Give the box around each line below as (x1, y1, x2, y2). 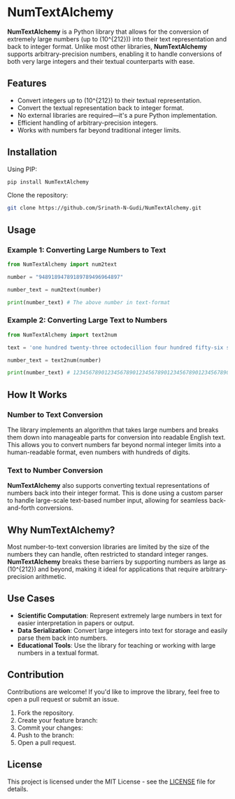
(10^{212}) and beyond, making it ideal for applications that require (7, 565, 199, 573)
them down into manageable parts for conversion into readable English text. (7, 432, 226, 442)
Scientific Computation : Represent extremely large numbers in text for (17, 611, 222, 620)
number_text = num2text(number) (7, 286, 101, 293)
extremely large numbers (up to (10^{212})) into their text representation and (7, 34, 227, 43)
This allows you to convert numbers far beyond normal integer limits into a (7, 440, 222, 449)
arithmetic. (35, 573, 66, 581)
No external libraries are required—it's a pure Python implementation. (17, 111, 218, 119)
